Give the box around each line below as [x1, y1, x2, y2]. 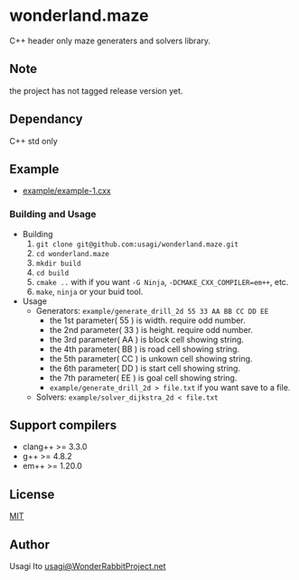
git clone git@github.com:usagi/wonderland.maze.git [35, 240, 239, 249]
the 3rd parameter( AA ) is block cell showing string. [49, 334, 244, 345]
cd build [35, 268, 70, 278]
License [9, 486, 55, 502]
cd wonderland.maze [35, 249, 110, 258]
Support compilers [9, 418, 117, 433]
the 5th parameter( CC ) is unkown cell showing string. [49, 353, 253, 364]
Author [9, 537, 50, 552]
